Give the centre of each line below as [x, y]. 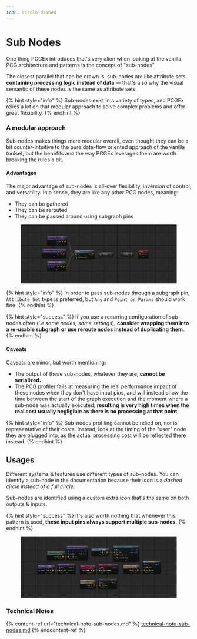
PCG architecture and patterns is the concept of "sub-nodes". [81, 65]
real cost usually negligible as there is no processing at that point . [97, 411]
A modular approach [36, 128]
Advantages [21, 173]
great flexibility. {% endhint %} [43, 112]
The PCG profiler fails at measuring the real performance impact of [96, 386]
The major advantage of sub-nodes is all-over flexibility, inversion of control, [99, 186]
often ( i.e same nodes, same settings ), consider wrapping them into [106, 323]
